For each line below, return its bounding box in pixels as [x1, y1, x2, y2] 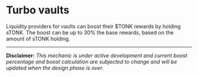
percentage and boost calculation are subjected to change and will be [6, 58, 177, 65]
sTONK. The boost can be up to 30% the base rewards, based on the [6, 29, 174, 36]
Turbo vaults [6, 3, 70, 17]
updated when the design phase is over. [6, 64, 104, 71]
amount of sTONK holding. [6, 35, 71, 42]
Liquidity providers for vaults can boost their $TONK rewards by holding [6, 23, 181, 30]
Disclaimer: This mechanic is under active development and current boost [6, 52, 187, 59]
